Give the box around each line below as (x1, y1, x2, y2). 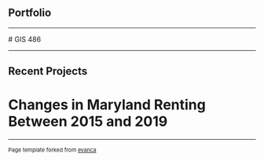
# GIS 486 (8, 35, 42, 44)
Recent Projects (8, 64, 88, 78)
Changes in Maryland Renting (8, 96, 206, 114)
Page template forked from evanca (8, 146, 97, 154)
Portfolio (8, 6, 52, 20)
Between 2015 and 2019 (8, 113, 168, 130)
